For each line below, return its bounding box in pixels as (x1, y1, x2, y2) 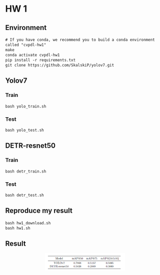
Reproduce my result (5, 207, 72, 215)
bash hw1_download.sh (5, 220, 51, 226)
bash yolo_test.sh (5, 127, 44, 132)
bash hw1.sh (5, 225, 30, 231)
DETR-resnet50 (5, 142, 56, 150)
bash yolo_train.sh (5, 104, 47, 109)
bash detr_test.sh (5, 192, 44, 198)
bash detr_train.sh (5, 168, 47, 174)
